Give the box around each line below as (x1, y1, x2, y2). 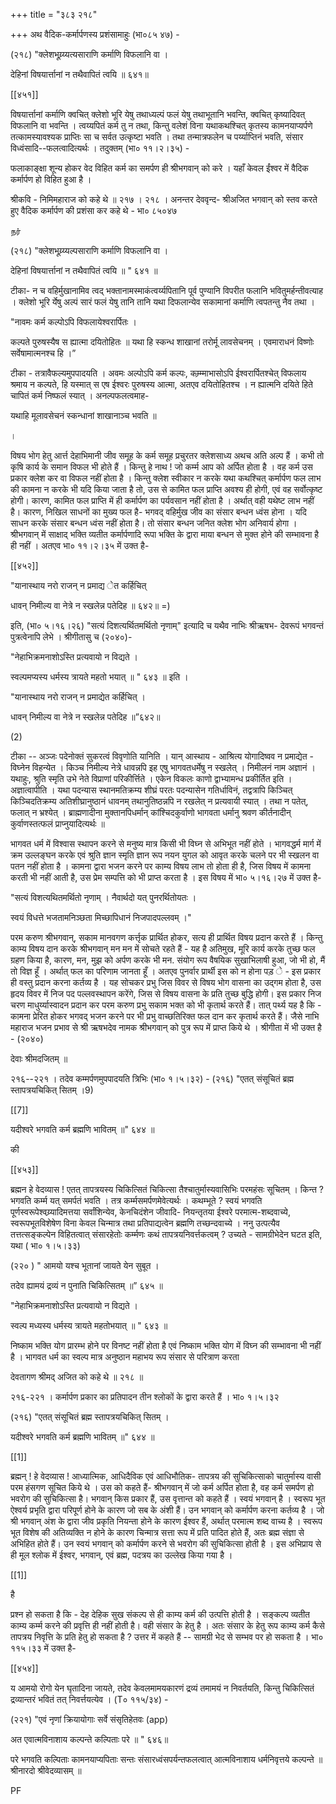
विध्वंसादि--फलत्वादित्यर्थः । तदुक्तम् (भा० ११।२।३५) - (10, 142, 190, 154)
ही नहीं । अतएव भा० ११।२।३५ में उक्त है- (10, 540, 150, 551)
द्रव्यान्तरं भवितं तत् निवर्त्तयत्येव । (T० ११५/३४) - (10, 1694, 169, 1705)
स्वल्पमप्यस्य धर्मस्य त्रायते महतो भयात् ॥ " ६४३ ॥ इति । (10, 671, 189, 683)
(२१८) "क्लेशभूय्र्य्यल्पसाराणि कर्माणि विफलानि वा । (10, 245, 169, 256)
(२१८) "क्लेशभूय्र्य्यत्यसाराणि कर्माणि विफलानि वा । (10, 49, 169, 60)
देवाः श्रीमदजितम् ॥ (10, 1053, 68, 1064)
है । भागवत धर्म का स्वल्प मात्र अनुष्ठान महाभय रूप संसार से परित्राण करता (10, 1351, 240, 1363)
